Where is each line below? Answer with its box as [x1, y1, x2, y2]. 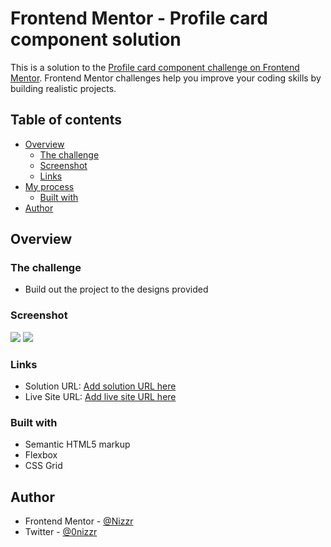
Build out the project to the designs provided [24, 283, 209, 296]
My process [24, 180, 75, 192]
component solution [10, 28, 182, 51]
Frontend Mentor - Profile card [10, 7, 268, 30]
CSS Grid [24, 460, 63, 472]
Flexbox [24, 449, 58, 461]
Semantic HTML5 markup [24, 438, 131, 451]
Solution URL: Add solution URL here [24, 380, 177, 392]
